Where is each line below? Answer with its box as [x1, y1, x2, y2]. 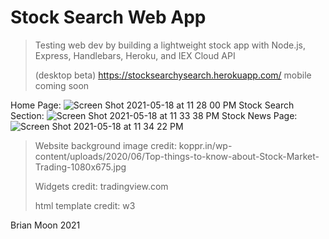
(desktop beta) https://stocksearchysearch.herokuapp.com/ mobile [34, 69, 312, 81]
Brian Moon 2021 [10, 219, 81, 231]
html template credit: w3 [34, 199, 136, 211]
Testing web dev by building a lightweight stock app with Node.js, [34, 39, 307, 51]
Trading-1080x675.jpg [34, 161, 127, 173]
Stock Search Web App [10, 6, 207, 29]
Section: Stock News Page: [10, 109, 298, 121]
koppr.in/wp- [178, 139, 233, 151]
